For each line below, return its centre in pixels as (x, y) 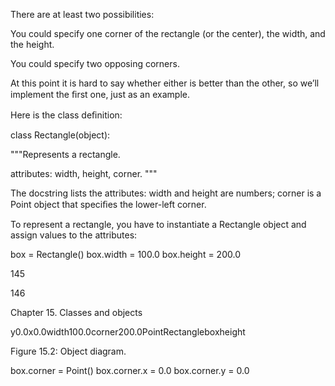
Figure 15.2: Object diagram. (68, 351)
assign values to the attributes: (74, 235)
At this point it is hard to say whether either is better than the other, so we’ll (165, 83)
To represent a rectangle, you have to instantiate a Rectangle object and (158, 224)
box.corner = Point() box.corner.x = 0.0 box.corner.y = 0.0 (130, 370)
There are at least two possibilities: (82, 14)
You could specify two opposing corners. (95, 63)
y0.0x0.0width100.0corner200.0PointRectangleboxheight (128, 332)
